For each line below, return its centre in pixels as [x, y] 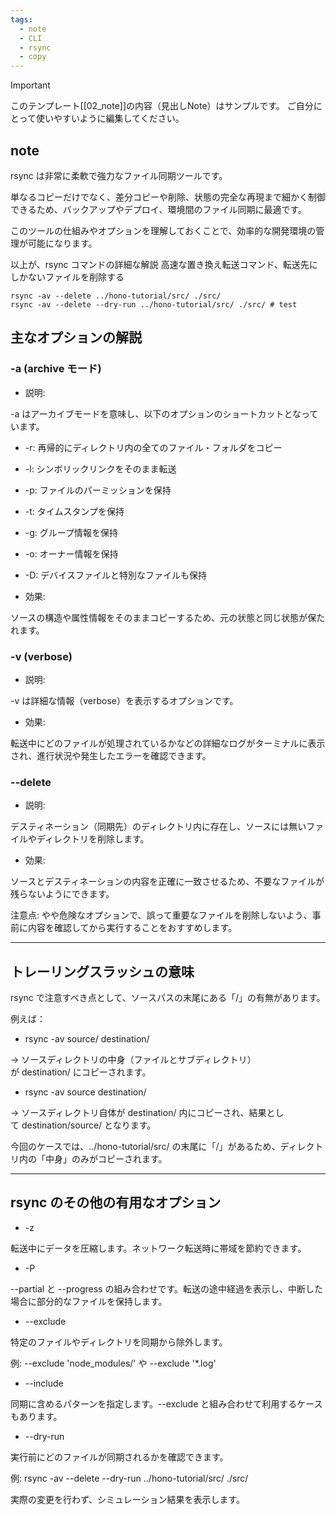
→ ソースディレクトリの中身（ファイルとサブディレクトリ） [133, 1060]
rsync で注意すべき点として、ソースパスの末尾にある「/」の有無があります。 [168, 998]
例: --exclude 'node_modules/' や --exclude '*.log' [113, 1363]
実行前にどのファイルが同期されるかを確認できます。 [119, 1457]
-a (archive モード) [56, 369]
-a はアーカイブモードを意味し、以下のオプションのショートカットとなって [164, 413]
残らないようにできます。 [62, 894]
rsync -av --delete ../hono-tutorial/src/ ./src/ [116, 296]
